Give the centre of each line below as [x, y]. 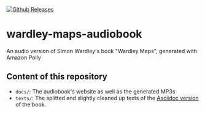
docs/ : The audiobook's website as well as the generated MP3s [95, 91]
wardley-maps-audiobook [74, 34]
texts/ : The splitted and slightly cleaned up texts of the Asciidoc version [107, 98]
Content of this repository [57, 77]
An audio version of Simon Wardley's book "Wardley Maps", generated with [102, 51]
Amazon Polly [24, 57]
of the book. [31, 104]
